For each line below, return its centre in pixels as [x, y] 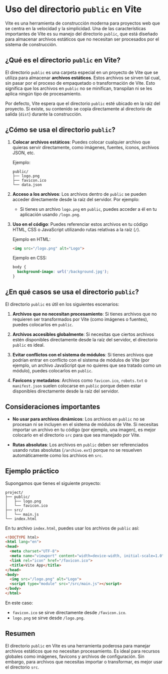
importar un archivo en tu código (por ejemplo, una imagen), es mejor [84, 430]
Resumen [20, 634]
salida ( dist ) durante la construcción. [44, 114]
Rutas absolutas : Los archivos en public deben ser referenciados [80, 445]
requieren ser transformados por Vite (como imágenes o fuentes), [80, 319]
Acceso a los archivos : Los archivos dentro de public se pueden [79, 194]
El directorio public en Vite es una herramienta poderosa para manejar [78, 645]
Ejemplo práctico [32, 471]
